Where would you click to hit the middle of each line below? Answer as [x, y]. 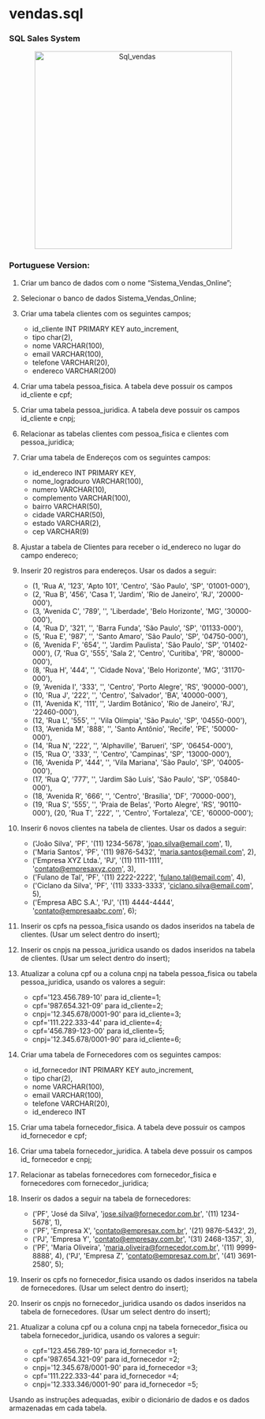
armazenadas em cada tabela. [58, 1408]
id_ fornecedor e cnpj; [56, 1159]
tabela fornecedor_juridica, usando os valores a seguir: [110, 1335]
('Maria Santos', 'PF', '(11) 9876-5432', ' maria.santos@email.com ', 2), [144, 852]
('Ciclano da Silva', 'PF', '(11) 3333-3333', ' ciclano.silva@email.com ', [143, 885]
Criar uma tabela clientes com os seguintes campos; [106, 313]
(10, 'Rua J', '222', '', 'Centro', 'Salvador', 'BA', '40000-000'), [130, 695]
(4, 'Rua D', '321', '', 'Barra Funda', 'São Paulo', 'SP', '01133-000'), [138, 628]
